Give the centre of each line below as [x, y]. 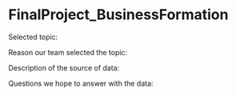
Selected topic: [33, 37]
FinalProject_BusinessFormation [118, 15]
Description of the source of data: [64, 68]
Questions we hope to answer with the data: [81, 83]
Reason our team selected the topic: [68, 52]
